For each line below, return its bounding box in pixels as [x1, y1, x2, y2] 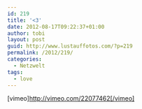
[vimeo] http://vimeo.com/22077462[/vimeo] [7, 94, 135, 103]
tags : [7, 68, 23, 75]
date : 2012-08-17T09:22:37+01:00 [7, 23, 105, 30]
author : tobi [7, 29, 45, 37]
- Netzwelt [13, 62, 45, 69]
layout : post [7, 36, 45, 43]
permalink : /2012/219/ [7, 50, 73, 57]
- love [13, 75, 33, 82]
